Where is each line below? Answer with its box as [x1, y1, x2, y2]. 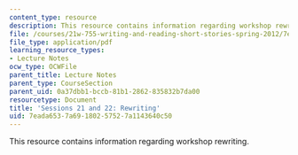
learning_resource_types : [9, 46, 105, 55]
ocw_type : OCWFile [9, 63, 77, 72]
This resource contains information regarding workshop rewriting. [9, 136, 250, 147]
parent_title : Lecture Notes [9, 71, 117, 80]
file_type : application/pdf [9, 37, 114, 47]
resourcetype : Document [9, 95, 98, 105]
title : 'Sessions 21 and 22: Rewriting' [9, 104, 161, 112]
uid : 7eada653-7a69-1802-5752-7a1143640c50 [9, 112, 173, 120]
